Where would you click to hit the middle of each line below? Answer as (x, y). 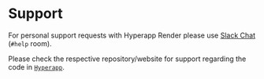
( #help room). (30, 43)
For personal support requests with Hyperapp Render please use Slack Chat (132, 35)
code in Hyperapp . (36, 66)
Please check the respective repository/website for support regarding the (127, 59)
